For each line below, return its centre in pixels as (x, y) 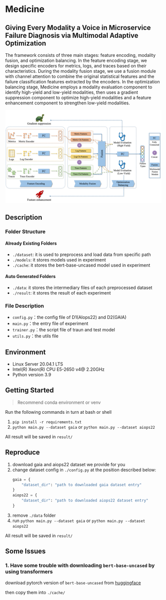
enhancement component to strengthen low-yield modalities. (68, 103)
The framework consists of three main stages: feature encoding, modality (80, 55)
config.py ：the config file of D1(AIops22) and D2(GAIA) (69, 317)
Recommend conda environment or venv (59, 402)
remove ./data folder (34, 515)
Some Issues (26, 551)
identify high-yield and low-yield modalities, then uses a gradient (72, 92)
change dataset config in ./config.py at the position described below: (84, 470)
